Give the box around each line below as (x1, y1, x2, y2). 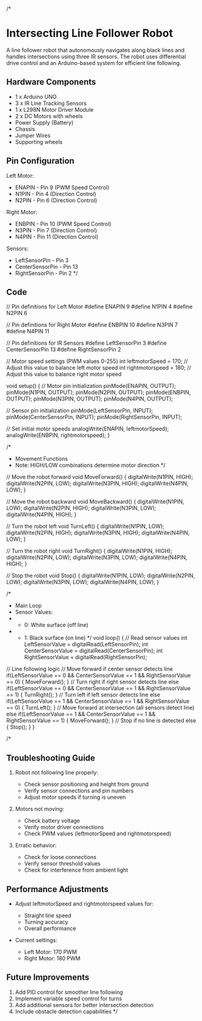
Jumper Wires (15, 132, 51, 139)
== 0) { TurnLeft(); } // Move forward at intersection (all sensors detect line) (6, 704, 195, 711)
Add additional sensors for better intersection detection (15, 1001, 154, 1008)
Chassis (15, 125, 35, 132)
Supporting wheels (15, 138, 62, 145)
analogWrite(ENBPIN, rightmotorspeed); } (6, 432, 110, 439)
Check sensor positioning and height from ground (24, 781, 149, 788)
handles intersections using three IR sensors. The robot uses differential (6, 53, 186, 60)
